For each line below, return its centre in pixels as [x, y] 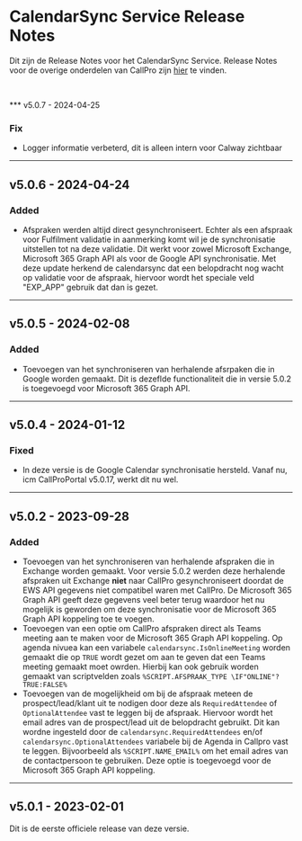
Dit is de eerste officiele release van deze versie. [99, 828]
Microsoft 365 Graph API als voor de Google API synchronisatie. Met [149, 258]
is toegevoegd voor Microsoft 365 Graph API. [106, 388]
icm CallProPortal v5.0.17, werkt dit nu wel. [100, 479]
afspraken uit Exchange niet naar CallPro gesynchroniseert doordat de [153, 580]
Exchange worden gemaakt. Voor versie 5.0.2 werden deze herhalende [154, 571]
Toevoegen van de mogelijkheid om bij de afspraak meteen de [138, 693]
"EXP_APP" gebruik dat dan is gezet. [90, 287]
